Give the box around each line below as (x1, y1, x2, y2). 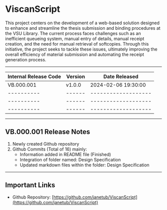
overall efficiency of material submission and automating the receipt (5, 51, 144, 57)
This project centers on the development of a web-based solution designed (5, 20, 160, 26)
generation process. (5, 56, 46, 62)
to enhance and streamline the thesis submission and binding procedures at (5, 25, 161, 31)
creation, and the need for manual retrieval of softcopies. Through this (5, 41, 149, 47)
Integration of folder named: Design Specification (19, 157, 121, 162)
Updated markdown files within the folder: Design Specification (19, 162, 150, 168)
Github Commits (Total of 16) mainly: (12, 146, 87, 152)
